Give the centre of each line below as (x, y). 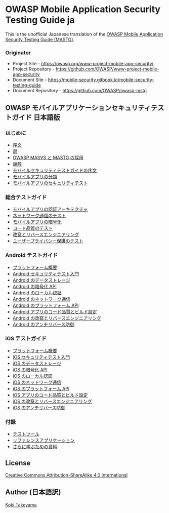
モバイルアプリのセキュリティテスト (50, 183)
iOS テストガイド (26, 339)
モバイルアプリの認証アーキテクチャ (50, 209)
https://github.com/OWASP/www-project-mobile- (107, 69)
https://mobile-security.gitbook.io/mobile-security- (101, 80)
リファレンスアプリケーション (44, 440)
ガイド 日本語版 (36, 117)
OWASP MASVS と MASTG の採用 (48, 157)
